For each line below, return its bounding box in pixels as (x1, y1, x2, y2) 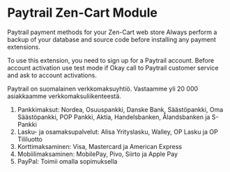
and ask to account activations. (7, 71, 98, 79)
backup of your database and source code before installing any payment (7, 35, 216, 43)
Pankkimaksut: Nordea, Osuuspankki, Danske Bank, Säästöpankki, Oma (17, 105, 224, 114)
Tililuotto (17, 134, 43, 143)
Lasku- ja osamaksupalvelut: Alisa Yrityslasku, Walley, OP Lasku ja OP (17, 127, 218, 136)
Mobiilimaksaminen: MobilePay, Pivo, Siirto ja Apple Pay (17, 150, 178, 158)
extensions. (7, 42, 40, 51)
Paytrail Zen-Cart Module (7, 5, 158, 21)
